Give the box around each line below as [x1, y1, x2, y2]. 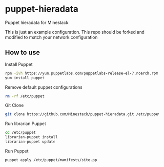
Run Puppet [5, 148, 29, 154]
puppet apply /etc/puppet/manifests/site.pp [5, 157, 97, 162]
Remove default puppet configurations [5, 84, 82, 90]
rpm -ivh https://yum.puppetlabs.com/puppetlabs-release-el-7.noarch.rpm [5, 71, 159, 76]
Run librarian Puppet [5, 121, 46, 126]
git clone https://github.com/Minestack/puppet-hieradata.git [5, 112, 134, 117]
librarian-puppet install [5, 135, 58, 140]
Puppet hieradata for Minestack [5, 20, 69, 25]
